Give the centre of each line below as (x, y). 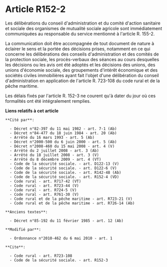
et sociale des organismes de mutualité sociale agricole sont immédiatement (84, 28)
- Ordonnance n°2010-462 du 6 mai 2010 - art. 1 (61, 238)
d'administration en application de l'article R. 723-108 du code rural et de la (83, 81)
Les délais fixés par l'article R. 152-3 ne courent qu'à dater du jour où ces (81, 96)
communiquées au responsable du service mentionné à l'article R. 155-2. (80, 34)
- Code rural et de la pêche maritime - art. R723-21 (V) (71, 199)
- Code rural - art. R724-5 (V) (43, 190)
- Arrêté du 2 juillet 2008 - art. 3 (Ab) (54, 151)
